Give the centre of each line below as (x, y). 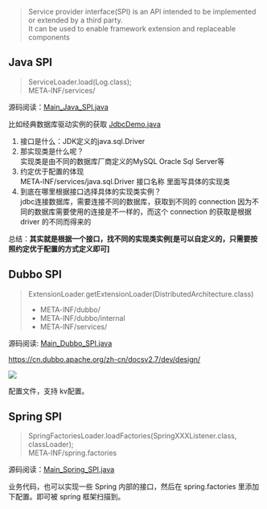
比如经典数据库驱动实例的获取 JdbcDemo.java (84, 124)
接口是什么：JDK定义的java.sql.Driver (82, 141)
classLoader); (51, 445)
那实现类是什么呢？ (52, 151)
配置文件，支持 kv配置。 (49, 391)
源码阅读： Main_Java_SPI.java (58, 107)
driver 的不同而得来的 (55, 221)
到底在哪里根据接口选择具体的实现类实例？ (90, 191)
